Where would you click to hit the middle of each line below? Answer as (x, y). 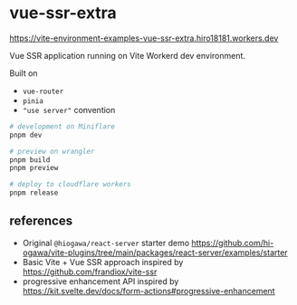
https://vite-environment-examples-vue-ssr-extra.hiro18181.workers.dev (144, 38)
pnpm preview (34, 168)
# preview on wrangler (52, 151)
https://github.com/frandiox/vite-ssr (90, 272)
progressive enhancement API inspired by (101, 281)
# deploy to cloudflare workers (70, 185)
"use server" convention (69, 110)
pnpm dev (26, 135)
